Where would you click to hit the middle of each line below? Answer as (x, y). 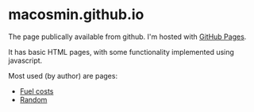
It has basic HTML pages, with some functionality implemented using (121, 52)
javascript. (25, 60)
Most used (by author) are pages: (63, 75)
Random (33, 99)
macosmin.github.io (76, 15)
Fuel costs (37, 91)
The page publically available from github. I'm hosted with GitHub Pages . (127, 37)
